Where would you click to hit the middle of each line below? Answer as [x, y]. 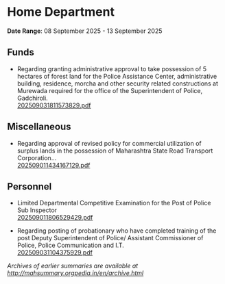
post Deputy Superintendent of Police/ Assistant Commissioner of [110, 238]
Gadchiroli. [32, 98]
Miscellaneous [39, 127]
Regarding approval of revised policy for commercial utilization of [109, 143]
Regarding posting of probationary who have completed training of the [117, 231]
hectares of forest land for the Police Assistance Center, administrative [117, 76]
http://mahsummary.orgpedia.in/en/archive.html [75, 273]
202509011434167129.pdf [54, 165]
